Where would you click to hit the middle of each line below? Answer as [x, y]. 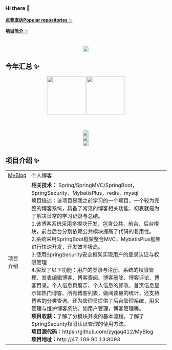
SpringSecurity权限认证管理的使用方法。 [80, 324]
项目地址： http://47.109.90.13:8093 [76, 340]
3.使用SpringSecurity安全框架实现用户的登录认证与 [93, 255]
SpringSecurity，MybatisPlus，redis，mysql [85, 193]
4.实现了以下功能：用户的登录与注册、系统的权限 [90, 270]
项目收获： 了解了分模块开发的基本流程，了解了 [88, 317]
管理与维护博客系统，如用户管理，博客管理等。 [88, 309]
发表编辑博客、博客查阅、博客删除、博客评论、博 [101, 278]
